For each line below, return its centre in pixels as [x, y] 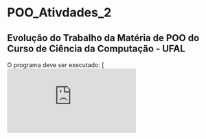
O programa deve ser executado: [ [56, 65]
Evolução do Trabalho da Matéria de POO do [103, 38]
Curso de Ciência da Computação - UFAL [96, 48]
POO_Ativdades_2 [59, 13]
